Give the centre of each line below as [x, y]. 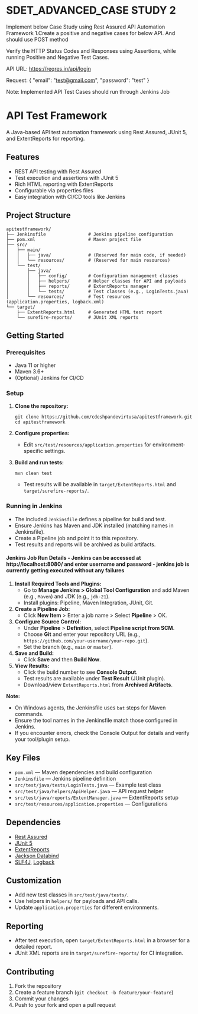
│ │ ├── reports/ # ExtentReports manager [78, 286]
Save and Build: [34, 653]
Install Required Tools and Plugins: [58, 584]
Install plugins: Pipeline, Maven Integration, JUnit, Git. [88, 603]
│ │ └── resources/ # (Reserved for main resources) [88, 260]
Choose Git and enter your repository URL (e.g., [82, 634]
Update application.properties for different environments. [87, 907]
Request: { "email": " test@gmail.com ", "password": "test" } [78, 80]
